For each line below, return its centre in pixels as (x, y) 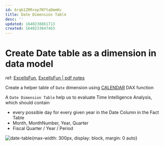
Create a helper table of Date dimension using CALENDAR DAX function (79, 88)
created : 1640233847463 (30, 29)
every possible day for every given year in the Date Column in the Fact (86, 112)
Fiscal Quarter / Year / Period (43, 128)
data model (29, 64)
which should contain (28, 103)
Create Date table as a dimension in (81, 53)
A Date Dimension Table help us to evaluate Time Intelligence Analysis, (79, 97)
